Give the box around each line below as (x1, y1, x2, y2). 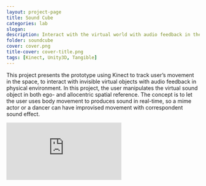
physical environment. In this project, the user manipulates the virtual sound (6, 84, 198, 92)
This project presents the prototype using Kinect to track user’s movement (6, 71, 194, 78)
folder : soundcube (6, 37, 53, 43)
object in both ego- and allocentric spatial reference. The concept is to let (6, 91, 193, 98)
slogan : (6, 26, 26, 32)
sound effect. (6, 110, 40, 117)
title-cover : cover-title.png (6, 49, 84, 55)
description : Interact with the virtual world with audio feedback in (6, 32, 191, 38)
